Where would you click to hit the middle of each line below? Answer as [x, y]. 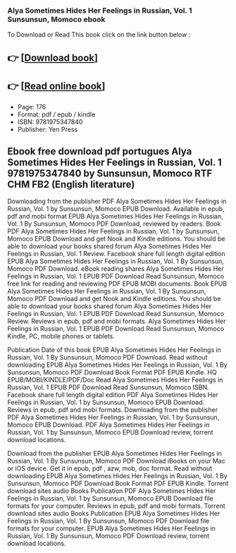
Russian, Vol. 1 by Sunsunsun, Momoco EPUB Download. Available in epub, [116, 209]
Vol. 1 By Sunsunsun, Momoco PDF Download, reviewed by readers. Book [114, 224]
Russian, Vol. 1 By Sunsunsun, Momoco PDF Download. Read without [107, 358]
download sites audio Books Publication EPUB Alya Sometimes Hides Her [114, 513]
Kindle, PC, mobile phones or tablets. [61, 336]
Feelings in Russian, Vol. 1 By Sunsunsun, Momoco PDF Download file [108, 521]
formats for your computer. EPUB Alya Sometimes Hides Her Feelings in [112, 528]
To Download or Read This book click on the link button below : [99, 35]
